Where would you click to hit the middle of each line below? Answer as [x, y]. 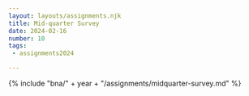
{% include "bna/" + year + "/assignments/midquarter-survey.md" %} [125, 83]
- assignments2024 [43, 53]
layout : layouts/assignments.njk [65, 16]
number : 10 [27, 38]
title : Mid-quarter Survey [54, 23]
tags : [17, 46]
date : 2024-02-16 [38, 31]
